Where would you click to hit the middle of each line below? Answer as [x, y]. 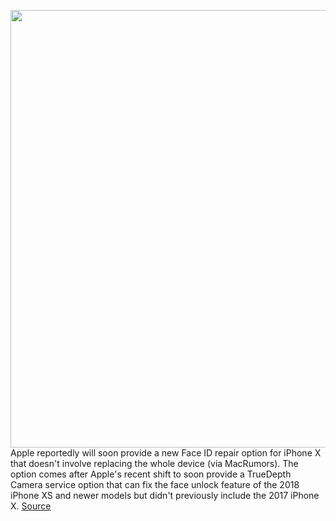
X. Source [31, 506]
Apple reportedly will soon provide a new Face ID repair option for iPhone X [166, 453]
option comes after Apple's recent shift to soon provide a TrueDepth [151, 474]
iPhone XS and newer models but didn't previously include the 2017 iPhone [165, 495]
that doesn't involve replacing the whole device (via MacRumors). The [154, 463]
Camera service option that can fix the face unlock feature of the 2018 [155, 484]
